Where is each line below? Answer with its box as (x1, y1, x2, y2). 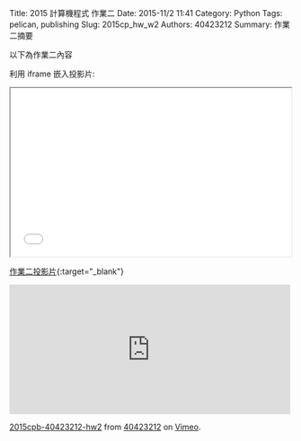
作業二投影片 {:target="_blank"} (9, 266, 124, 277)
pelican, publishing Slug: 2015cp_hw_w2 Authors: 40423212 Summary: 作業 (9, 19, 290, 30)
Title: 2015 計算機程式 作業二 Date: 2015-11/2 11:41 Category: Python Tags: (9, 8, 283, 18)
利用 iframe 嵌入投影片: (9, 68, 96, 79)
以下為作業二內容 (9, 49, 73, 60)
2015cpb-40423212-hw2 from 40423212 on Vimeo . (9, 421, 201, 432)
